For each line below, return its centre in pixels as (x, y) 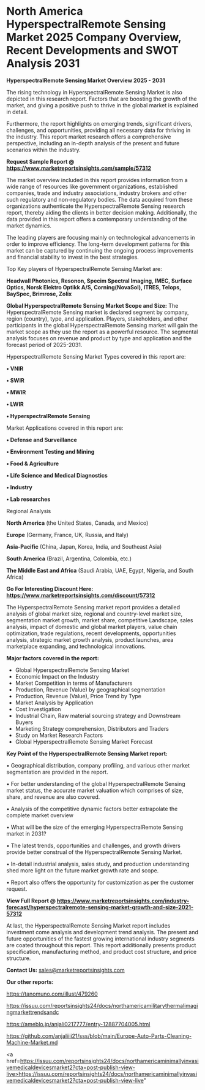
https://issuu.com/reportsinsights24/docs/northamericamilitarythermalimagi (102, 1005)
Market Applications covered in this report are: (65, 428)
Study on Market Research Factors (59, 735)
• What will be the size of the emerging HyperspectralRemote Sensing (95, 827)
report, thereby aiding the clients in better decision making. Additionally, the (102, 212)
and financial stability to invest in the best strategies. (73, 257)
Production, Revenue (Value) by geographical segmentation (91, 689)
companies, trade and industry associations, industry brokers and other (96, 193)
